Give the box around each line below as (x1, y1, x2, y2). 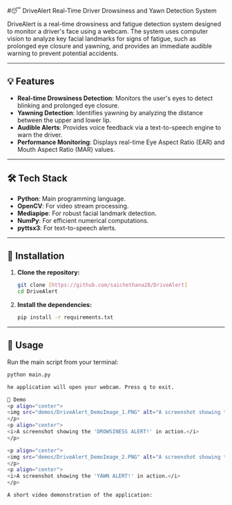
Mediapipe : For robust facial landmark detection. (17, 209, 157, 217)
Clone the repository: (17, 268, 80, 277)
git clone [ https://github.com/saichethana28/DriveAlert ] (17, 281, 188, 289)
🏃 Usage (7, 339, 43, 351)
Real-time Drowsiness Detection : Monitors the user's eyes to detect (17, 94, 213, 102)
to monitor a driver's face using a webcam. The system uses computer (7, 28, 209, 35)
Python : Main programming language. (17, 194, 126, 203)
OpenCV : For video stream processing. (17, 201, 129, 210)
